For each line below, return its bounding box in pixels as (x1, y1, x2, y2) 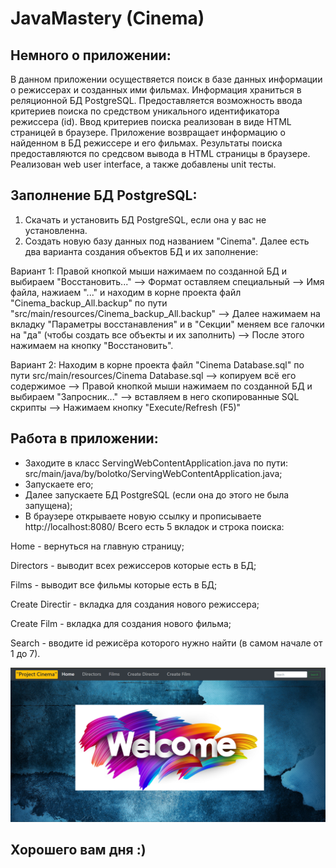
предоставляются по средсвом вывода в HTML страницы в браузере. (10, 148, 311, 159)
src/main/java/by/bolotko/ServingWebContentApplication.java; (24, 467, 283, 479)
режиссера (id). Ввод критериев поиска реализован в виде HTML (10, 116, 292, 127)
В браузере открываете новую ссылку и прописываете (24, 510, 262, 522)
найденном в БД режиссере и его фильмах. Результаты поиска (10, 137, 283, 149)
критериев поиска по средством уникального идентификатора (10, 105, 280, 117)
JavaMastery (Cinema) (10, 7, 205, 30)
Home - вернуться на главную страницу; (10, 540, 185, 552)
